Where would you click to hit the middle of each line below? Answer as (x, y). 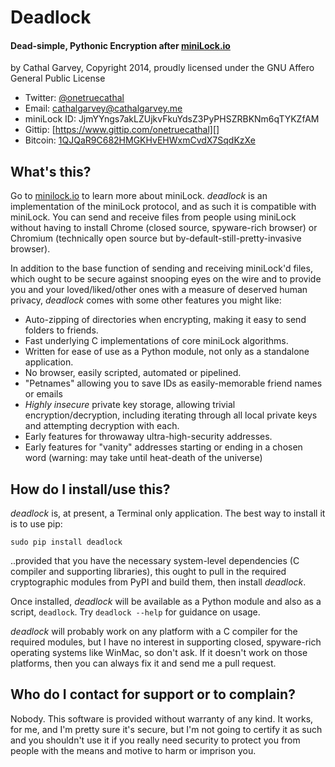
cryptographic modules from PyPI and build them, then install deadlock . (158, 582)
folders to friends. (61, 330)
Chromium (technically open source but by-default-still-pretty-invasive (156, 238)
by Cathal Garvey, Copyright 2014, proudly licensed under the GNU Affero (162, 68)
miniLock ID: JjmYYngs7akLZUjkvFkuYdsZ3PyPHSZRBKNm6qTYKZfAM (172, 119)
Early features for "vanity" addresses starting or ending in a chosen (163, 447)
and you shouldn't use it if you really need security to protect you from (155, 740)
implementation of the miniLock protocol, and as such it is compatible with (163, 207)
